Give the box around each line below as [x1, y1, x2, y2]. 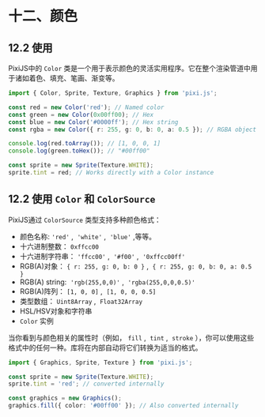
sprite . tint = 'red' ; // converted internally [8, 380, 165, 388]
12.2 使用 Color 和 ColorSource [8, 193, 156, 206]
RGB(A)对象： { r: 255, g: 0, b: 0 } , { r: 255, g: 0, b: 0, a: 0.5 [19, 261, 252, 271]
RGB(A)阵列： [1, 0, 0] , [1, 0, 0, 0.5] [19, 286, 157, 296]
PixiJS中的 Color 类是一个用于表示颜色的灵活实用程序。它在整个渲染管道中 [8, 64, 252, 73]
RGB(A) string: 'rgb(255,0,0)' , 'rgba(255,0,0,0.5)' [19, 277, 195, 287]
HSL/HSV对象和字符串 [19, 306, 93, 316]
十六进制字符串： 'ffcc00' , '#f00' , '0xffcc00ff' [19, 251, 186, 261]
